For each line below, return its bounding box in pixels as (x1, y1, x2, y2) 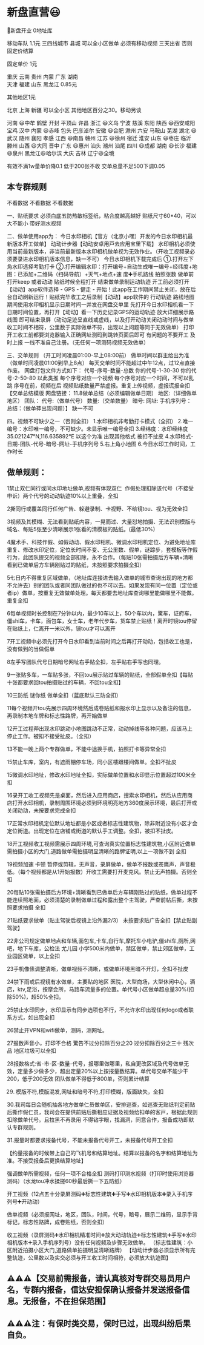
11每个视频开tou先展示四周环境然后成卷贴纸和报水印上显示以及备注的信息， (7, 704, 194, 711)
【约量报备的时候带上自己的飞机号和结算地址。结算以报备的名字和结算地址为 (7, 1149, 198, 1156)
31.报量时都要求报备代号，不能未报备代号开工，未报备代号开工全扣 (7, 1136, 173, 1144)
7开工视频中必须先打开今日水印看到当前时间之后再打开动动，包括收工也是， (7, 637, 196, 645)
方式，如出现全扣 (12, 1013, 55, 1021)
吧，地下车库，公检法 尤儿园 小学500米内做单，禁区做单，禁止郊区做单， (7, 944, 189, 952)
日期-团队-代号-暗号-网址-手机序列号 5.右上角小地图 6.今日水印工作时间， (7, 440, 191, 448)
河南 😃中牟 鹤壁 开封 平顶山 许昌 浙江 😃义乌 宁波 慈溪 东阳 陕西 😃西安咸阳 (7, 119, 196, 126)
